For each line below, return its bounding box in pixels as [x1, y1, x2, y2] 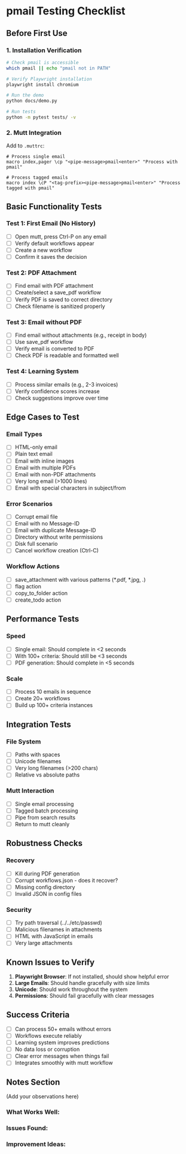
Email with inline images [14, 457, 75, 464]
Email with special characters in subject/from [14, 484, 126, 491]
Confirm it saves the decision [14, 253, 87, 261]
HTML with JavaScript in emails [14, 933, 93, 940]
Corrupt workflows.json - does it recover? [14, 877, 118, 884]
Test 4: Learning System [6, 367, 79, 376]
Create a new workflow [14, 246, 73, 253]
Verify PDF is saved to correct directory [14, 295, 112, 303]
